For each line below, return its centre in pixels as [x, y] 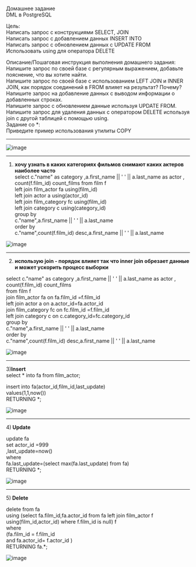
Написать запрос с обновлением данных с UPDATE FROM [78, 45]
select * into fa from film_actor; [43, 375]
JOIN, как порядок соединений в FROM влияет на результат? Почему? [94, 87]
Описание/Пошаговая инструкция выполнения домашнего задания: [91, 62]
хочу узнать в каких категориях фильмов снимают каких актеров [99, 164]
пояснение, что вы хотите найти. [47, 75]
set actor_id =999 [27, 445]
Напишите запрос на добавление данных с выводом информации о [90, 93]
